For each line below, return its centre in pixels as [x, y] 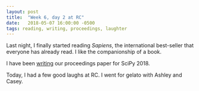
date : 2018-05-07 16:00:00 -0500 [51, 23]
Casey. [15, 81]
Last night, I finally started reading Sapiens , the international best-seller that [100, 45]
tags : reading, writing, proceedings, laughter [67, 28]
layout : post [22, 12]
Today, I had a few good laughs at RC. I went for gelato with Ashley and [94, 75]
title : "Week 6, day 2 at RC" [45, 17]
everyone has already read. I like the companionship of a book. [84, 52]
